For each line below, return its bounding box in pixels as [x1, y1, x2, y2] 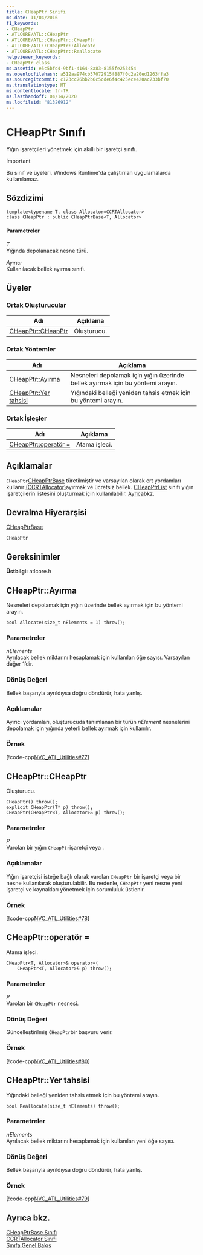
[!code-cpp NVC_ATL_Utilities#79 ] [6, 1195, 90, 1202]
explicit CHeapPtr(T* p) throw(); [6, 805, 94, 811]
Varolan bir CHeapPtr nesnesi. [6, 1000, 79, 1007]
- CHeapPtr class [6, 59, 50, 66]
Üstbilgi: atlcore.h [6, 568, 51, 575]
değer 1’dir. [6, 660, 34, 668]
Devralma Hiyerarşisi [6, 507, 87, 518]
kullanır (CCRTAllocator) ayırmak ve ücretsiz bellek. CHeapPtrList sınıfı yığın [6, 483, 194, 490]
